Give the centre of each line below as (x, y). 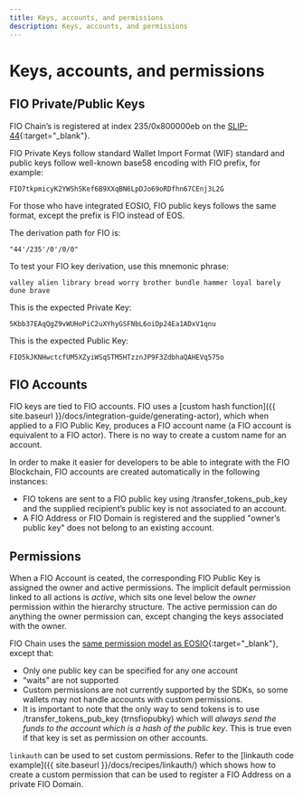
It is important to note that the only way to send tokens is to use (141, 709)
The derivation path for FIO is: (65, 232)
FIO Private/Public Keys (77, 104)
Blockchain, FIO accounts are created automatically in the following (135, 472)
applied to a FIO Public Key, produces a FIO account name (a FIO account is (151, 426)
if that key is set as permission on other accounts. (115, 738)
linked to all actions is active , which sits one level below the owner (133, 597)
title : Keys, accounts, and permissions (87, 18)
